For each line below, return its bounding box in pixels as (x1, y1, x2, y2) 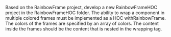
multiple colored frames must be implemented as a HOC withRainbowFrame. (5, 15, 166, 21)
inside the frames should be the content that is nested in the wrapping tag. (5, 26, 162, 32)
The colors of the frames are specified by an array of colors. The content (5, 20, 159, 26)
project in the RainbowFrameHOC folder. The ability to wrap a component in (5, 10, 165, 16)
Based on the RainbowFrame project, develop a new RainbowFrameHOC (5, 5, 158, 10)
